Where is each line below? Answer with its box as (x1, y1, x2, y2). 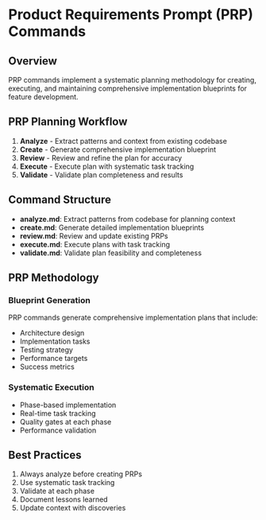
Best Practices (8, 448, 82, 462)
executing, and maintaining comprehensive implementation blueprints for (8, 83, 248, 93)
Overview (8, 54, 58, 68)
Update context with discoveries (19, 503, 126, 513)
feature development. (8, 92, 79, 101)
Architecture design (19, 328, 85, 338)
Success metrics (19, 362, 75, 371)
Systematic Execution (8, 382, 94, 393)
